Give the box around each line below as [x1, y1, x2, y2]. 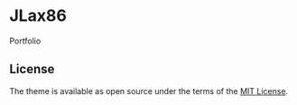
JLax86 [9, 5, 68, 26]
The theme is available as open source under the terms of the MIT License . [9, 85, 289, 96]
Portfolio [9, 35, 42, 46]
